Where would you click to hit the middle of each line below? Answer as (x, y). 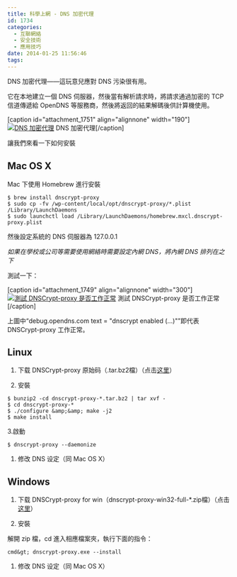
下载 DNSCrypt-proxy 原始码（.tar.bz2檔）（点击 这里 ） (97, 370)
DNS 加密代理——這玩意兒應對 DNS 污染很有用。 (79, 81)
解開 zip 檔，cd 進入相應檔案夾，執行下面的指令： (80, 539)
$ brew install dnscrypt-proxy (53, 197)
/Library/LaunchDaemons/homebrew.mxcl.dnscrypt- (150, 216)
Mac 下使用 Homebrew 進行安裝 (54, 184)
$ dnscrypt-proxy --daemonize (52, 445)
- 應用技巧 (28, 47)
